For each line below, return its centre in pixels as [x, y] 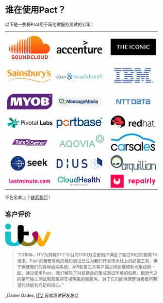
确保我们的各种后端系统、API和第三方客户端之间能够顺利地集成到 [86, 267]
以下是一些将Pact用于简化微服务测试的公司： [50, 24]
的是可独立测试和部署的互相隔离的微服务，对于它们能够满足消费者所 [85, 279]
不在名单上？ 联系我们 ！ [28, 198]
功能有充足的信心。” [45, 285]
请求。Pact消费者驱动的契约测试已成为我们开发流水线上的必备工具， [85, 261]
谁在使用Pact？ [36, 10]
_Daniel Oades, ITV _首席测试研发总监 [42, 295]
